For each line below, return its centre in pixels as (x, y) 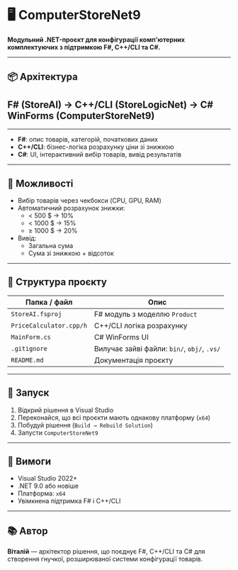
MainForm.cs (31, 337)
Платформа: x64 (41, 493)
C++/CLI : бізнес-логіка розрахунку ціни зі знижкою (96, 147)
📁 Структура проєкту (57, 282)
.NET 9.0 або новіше (48, 486)
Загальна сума (51, 245)
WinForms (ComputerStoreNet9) (81, 116)
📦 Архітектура (42, 77)
